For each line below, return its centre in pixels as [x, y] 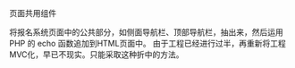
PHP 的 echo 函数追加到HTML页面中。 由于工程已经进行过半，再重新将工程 [147, 43]
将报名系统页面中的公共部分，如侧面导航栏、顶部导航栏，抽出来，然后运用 [146, 32]
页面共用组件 [33, 13]
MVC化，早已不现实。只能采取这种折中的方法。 [97, 55]
